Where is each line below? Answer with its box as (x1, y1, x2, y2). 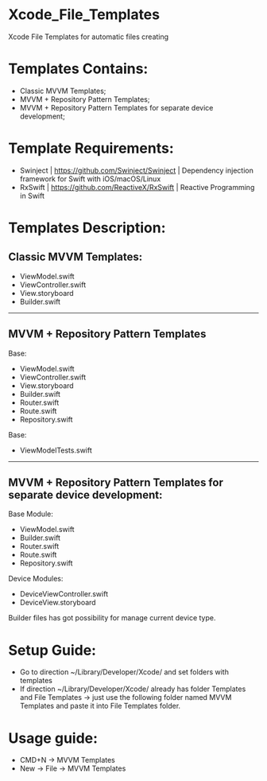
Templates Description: (8, 219, 166, 236)
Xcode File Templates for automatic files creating (8, 32, 169, 41)
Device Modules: (8, 574, 64, 584)
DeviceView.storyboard (19, 598, 97, 608)
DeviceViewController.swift (19, 589, 109, 599)
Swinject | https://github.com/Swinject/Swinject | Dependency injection (19, 165, 254, 175)
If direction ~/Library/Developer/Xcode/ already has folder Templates (19, 684, 246, 694)
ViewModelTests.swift (19, 445, 93, 455)
